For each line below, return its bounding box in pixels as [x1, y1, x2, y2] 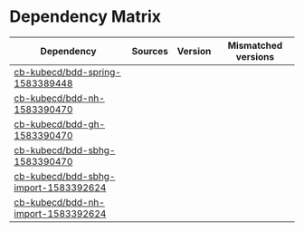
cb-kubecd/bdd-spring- [14, 65, 122, 78]
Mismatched [227, 39, 283, 52]
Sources [131, 44, 169, 57]
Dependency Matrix [9, 6, 161, 27]
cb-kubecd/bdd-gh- [14, 118, 106, 130]
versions [235, 50, 274, 63]
